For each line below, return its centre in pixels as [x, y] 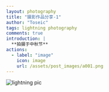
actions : [17, 50]
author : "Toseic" [27, 22]
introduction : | [26, 39]
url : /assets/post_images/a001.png [60, 66]
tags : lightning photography [42, 28]
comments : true [25, 33]
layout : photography [31, 11]
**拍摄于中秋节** [30, 45]
